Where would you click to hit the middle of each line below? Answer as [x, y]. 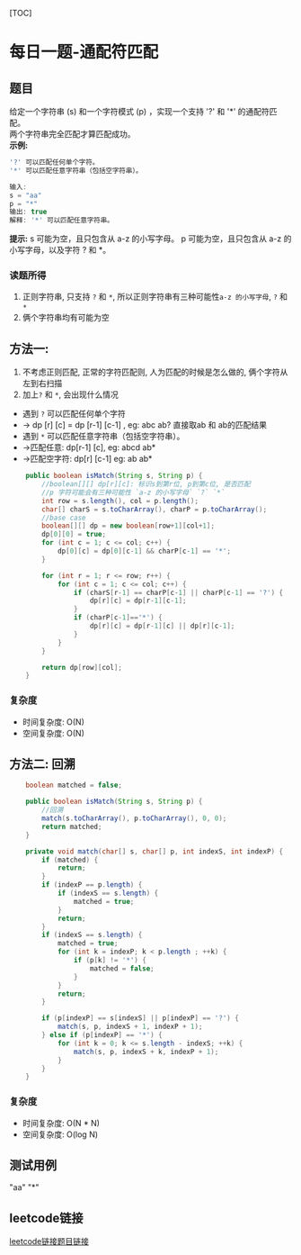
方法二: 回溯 [42, 764]
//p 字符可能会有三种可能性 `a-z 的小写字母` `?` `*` [133, 492]
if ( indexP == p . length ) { [92, 885]
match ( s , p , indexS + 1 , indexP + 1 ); [130, 1027]
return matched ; [72, 826]
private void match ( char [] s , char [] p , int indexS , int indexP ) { [155, 851]
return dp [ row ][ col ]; [82, 667]
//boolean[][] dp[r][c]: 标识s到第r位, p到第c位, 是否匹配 [146, 484]
